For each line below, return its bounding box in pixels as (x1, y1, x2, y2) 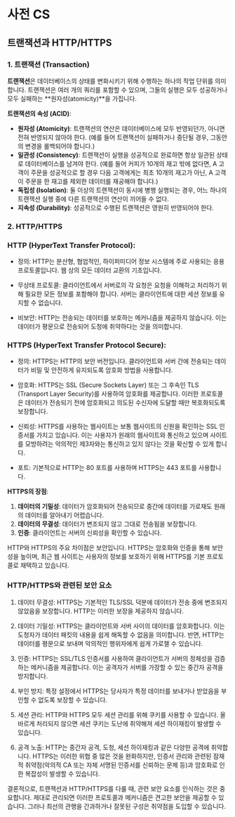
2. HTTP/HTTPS (7, 221, 63, 231)
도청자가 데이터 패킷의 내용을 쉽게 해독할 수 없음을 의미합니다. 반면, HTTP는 (17, 631, 225, 639)
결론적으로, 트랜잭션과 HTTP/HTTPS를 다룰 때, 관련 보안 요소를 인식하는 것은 (7, 784, 219, 792)
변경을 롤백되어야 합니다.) (25, 141, 95, 150)
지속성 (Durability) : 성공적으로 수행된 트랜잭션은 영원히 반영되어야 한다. (17, 203, 214, 212)
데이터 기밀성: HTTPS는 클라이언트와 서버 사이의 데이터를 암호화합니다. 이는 (17, 621, 226, 630)
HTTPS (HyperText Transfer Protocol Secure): (7, 341, 167, 350)
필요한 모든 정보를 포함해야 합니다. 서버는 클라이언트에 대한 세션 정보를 (25, 290, 218, 298)
